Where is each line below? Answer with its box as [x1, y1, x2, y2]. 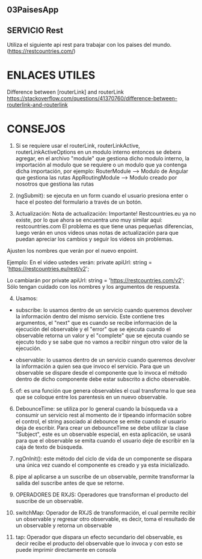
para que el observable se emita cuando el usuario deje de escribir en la [15, 437, 195, 444]
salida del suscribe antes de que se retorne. [15, 480, 124, 487]
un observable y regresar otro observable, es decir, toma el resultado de [15, 516, 195, 523]
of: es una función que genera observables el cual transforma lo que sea [15, 387, 196, 394]
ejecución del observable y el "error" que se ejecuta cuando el [15, 325, 171, 333]
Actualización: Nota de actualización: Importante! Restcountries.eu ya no [15, 210, 196, 217]
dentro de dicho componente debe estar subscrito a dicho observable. [15, 375, 191, 383]
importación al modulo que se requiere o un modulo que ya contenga [15, 162, 187, 169]
